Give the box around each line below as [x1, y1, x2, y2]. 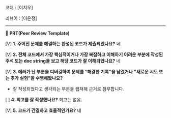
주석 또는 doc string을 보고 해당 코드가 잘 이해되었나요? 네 [5, 58, 121, 64]
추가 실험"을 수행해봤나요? [10, 75, 63, 81]
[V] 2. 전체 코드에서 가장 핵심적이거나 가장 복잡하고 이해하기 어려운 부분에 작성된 [5, 51, 163, 57]
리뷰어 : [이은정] [5, 15, 37, 21]
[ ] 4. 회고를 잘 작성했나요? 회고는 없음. [5, 97, 82, 103]
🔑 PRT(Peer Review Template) [5, 30, 70, 36]
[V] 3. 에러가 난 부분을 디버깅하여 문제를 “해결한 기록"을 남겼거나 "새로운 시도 [5, 69, 158, 75]
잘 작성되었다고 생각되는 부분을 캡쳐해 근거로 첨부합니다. [12, 86, 125, 92]
